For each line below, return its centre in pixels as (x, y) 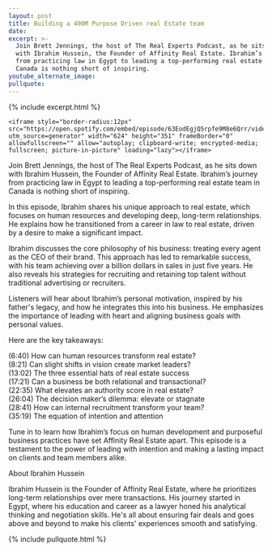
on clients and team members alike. (68, 457)
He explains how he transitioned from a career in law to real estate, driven (132, 224)
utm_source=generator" (47, 136)
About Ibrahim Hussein (47, 473)
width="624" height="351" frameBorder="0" (160, 136)
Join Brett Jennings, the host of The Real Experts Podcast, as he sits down (133, 165)
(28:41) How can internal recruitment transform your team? (106, 407)
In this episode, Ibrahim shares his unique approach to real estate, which (130, 207)
